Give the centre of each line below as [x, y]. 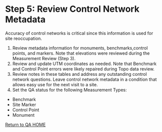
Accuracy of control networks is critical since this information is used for [79, 33]
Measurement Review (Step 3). [44, 58]
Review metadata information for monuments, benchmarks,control [80, 48]
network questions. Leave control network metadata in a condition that [84, 79]
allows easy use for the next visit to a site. [55, 84]
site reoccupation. [24, 38]
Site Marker [24, 104]
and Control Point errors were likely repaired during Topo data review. [83, 69]
